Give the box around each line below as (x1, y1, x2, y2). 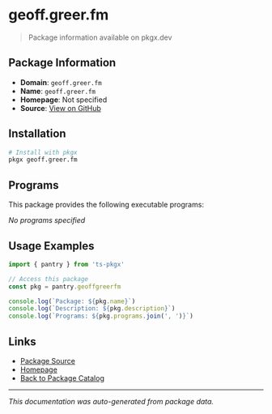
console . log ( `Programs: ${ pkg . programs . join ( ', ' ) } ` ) (8, 312, 194, 321)
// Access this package (8, 275, 89, 283)
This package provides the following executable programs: (8, 200, 205, 210)
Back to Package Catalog (19, 373, 105, 382)
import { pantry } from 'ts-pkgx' (8, 260, 125, 268)
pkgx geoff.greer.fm (8, 156, 79, 164)
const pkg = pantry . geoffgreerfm (8, 282, 121, 291)
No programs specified (8, 216, 86, 225)
